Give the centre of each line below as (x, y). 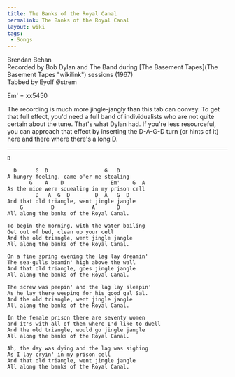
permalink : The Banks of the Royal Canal (69, 20)
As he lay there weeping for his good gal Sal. (78, 294)
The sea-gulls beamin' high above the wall (72, 263)
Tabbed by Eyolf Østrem (42, 82)
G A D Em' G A (87, 183)
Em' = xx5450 (27, 96)
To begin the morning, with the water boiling (76, 226)
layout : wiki (26, 27)
